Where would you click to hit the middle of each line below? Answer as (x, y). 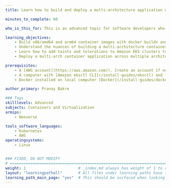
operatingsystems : (25, 140)
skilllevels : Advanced (29, 103)
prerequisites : (21, 66)
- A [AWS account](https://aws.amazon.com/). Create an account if (87, 70)
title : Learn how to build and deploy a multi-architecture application (84, 10)
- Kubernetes (28, 131)
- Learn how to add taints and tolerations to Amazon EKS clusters (87, 52)
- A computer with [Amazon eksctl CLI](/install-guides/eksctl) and (89, 75)
